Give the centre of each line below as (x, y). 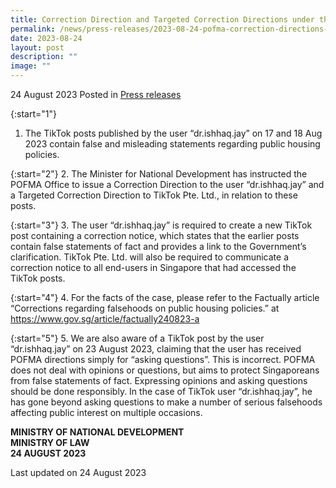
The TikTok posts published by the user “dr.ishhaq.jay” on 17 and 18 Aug (173, 133)
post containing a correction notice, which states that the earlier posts (155, 235)
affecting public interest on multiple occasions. (106, 412)
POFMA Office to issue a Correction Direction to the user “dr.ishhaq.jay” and (167, 184)
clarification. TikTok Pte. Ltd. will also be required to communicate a (150, 257)
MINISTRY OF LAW (50, 442)
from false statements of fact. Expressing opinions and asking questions (159, 380)
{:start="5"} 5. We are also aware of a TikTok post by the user (137, 338)
